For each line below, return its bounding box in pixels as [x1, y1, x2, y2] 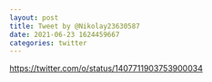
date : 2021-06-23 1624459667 [9, 30, 120, 39]
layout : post [9, 13, 59, 23]
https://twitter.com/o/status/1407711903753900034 [9, 63, 203, 74]
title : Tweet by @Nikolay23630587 [9, 22, 141, 31]
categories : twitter [9, 38, 88, 48]
